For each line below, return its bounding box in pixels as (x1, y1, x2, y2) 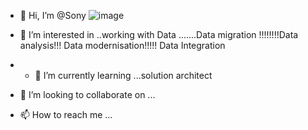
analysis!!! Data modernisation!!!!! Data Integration (19, 40, 226, 51)
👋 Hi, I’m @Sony (19, 10, 87, 21)
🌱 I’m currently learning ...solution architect (34, 70, 213, 81)
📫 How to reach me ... (19, 109, 113, 120)
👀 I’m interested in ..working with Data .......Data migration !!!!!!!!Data (19, 29, 299, 40)
